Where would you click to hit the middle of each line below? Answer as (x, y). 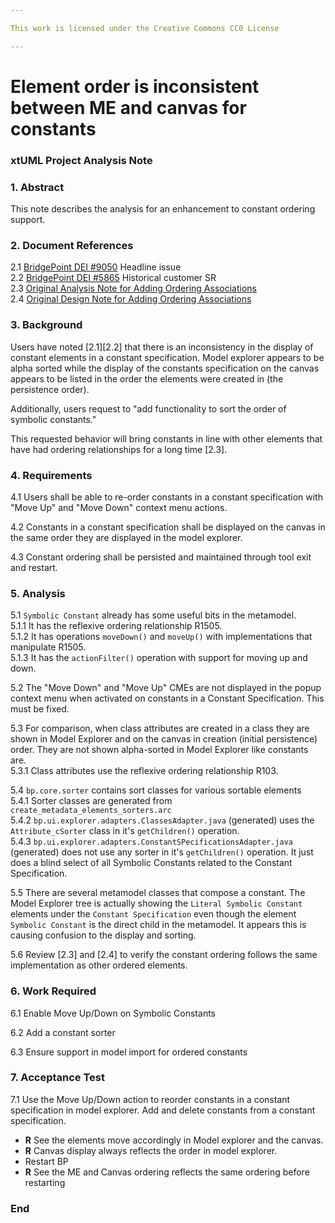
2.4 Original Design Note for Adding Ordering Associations (131, 299)
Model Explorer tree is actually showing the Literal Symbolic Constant (156, 903)
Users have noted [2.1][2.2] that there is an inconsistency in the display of (162, 347)
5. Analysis (38, 593)
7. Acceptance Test (57, 1078)
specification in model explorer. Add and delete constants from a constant (163, 1110)
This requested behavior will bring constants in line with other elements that (166, 438)
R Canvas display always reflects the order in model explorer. (151, 1150)
